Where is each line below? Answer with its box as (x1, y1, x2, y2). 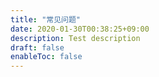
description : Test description (10, 33, 141, 43)
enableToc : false (10, 52, 83, 62)
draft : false (10, 42, 65, 53)
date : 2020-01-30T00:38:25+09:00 (10, 24, 150, 34)
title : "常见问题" (10, 14, 82, 25)
